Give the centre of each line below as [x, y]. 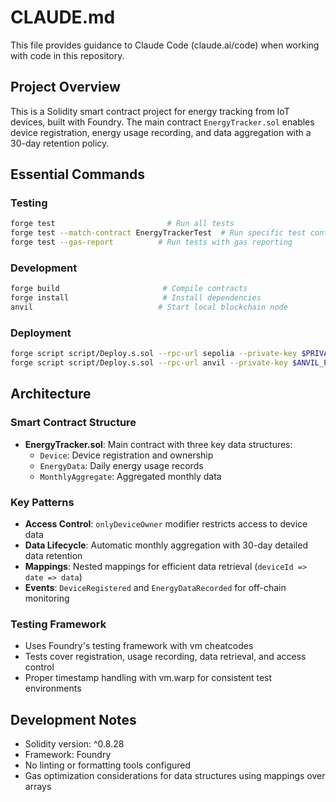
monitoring [47, 598]
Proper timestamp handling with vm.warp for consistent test [148, 678]
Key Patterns [42, 502]
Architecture [51, 394]
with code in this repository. [67, 55]
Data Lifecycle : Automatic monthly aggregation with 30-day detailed [166, 545]
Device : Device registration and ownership [126, 455]
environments [53, 688]
